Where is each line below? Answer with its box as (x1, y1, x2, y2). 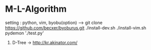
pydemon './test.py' (5, 30, 44, 36)
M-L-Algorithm (5, 3, 67, 15)
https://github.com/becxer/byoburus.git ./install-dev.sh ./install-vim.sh (5, 25, 147, 30)
